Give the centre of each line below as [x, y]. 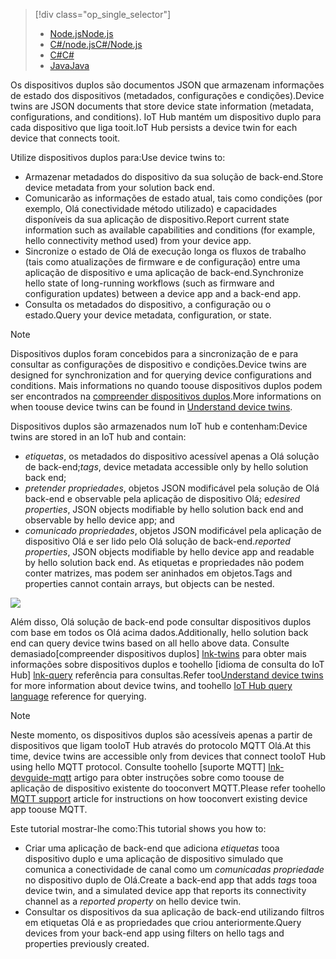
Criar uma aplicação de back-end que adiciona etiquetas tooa [152, 848]
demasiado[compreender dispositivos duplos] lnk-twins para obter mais [158, 653]
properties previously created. [87, 943]
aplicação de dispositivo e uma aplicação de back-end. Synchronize [164, 272]
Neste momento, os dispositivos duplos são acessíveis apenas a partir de [161, 735]
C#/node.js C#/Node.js [96, 44]
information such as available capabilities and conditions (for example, [170, 230]
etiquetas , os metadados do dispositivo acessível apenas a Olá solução [172, 456]
